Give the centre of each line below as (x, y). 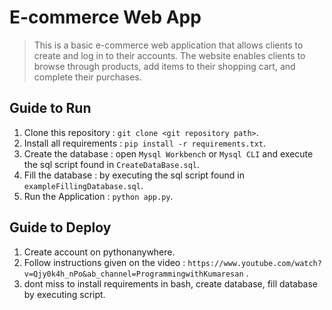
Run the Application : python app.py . (98, 196)
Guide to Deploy (60, 227)
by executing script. (64, 294)
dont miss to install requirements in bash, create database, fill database (171, 283)
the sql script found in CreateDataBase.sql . (112, 164)
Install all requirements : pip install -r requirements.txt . (145, 143)
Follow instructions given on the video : (104, 262)
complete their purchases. (87, 77)
